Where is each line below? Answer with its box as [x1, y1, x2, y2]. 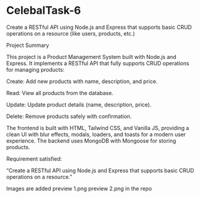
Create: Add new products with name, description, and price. [6, 78, 158, 85]
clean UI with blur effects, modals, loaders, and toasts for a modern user [6, 131, 186, 138]
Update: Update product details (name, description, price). [6, 101, 152, 108]
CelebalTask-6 [6, 4, 81, 17]
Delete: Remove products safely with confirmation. [6, 113, 132, 120]
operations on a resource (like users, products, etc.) [6, 29, 136, 37]
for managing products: [6, 66, 65, 73]
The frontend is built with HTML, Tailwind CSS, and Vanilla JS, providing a [6, 124, 190, 131]
